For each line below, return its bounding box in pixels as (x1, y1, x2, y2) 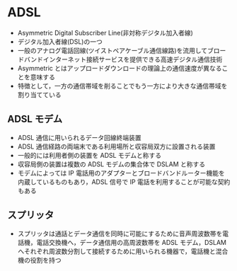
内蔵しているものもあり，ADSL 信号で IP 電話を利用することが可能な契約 (17, 178, 231, 186)
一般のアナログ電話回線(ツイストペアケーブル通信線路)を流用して (17, 46, 208, 54)
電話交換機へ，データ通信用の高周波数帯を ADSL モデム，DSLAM (36, 238, 226, 246)
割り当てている (17, 90, 62, 99)
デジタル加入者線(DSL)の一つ (17, 37, 103, 46)
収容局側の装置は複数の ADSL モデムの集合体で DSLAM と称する (17, 160, 206, 168)
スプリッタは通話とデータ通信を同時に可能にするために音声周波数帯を (17, 229, 223, 238)
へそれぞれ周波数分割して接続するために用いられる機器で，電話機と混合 (17, 247, 229, 255)
